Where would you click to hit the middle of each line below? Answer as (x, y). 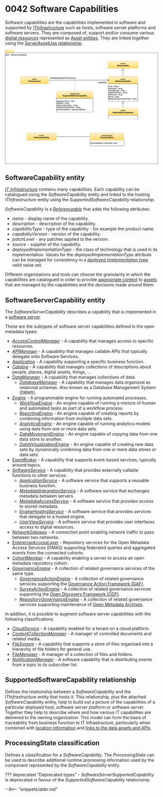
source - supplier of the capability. (47, 245)
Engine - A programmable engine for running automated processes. (80, 398)
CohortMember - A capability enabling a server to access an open (78, 558)
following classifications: (30, 619)
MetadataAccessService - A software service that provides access (86, 501)
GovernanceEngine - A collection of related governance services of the (83, 568)
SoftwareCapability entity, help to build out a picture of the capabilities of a (80, 702)
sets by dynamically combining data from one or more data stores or (88, 450)
